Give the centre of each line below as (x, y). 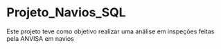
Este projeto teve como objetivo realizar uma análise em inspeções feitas (110, 31)
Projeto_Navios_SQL (66, 13)
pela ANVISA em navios (40, 38)
